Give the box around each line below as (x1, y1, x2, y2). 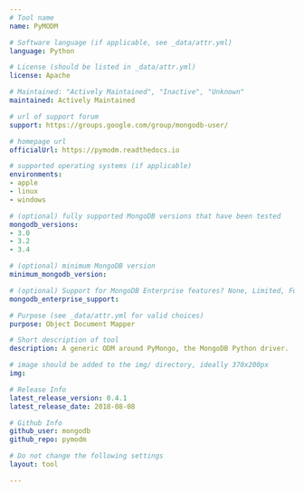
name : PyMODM (9, 22, 59, 31)
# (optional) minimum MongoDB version (9, 261, 156, 271)
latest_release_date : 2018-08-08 (9, 401, 136, 411)
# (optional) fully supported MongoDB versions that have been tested (9, 212, 281, 221)
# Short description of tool (9, 335, 119, 345)
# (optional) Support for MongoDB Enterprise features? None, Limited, (9, 286, 285, 295)
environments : (9, 170, 63, 179)
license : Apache (9, 71, 71, 80)
